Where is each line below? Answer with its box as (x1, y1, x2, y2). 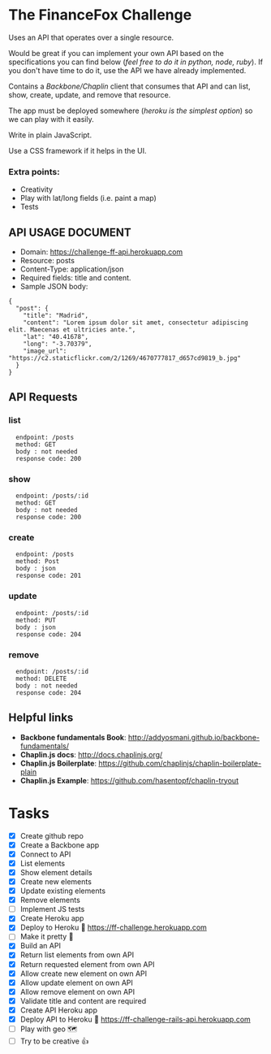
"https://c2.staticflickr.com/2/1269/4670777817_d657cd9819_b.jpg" (8, 354, 242, 362)
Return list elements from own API (19, 950, 135, 960)
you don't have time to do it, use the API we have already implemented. (8, 65, 247, 75)
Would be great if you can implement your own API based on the (8, 48, 225, 58)
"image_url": (23, 347, 67, 355)
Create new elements (19, 876, 92, 887)
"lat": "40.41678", (23, 333, 89, 341)
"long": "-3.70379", (23, 340, 92, 349)
